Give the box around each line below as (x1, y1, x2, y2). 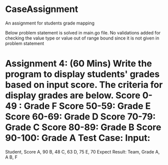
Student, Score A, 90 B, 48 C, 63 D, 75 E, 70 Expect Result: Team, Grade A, (5, 148, 160, 154)
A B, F (5, 154, 17, 160)
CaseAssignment (5, 3, 78, 15)
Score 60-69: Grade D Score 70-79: (5, 111, 156, 122)
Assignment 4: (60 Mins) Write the (5, 58, 152, 69)
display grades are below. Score (5, 90, 141, 101)
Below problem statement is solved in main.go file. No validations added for (5, 29, 161, 35)
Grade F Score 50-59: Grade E (23, 100, 151, 112)
